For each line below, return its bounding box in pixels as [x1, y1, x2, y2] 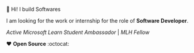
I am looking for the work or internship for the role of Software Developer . [6, 17, 189, 24]
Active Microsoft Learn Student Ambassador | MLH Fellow [6, 29, 150, 36]
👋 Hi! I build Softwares [6, 6, 61, 13]
